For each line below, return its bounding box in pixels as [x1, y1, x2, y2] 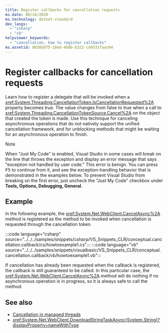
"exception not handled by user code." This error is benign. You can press [5, 161, 158, 168]
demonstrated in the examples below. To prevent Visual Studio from [5, 172, 145, 178]
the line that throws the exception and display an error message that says [5, 156, 157, 162]
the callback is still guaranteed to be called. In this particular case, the [5, 268, 149, 274]
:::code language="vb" [91, 242, 139, 248]
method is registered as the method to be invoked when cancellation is [5, 216, 151, 222]
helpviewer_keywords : [5, 36, 51, 41]
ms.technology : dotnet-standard [5, 17, 73, 22]
